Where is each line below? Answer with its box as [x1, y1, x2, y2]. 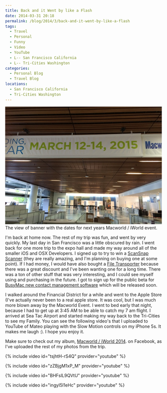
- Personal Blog [9, 71, 43, 76]
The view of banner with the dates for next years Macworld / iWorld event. [5, 224, 158, 231]
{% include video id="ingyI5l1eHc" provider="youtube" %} [5, 382, 125, 388]
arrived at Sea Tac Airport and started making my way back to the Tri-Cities [5, 312, 160, 318]
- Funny [9, 40, 26, 45]
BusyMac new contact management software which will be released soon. [5, 282, 158, 288]
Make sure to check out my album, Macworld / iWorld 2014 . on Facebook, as [5, 338, 162, 344]
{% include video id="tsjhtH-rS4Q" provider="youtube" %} [5, 353, 126, 359]
